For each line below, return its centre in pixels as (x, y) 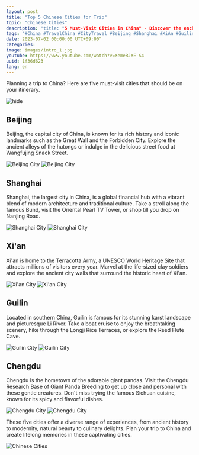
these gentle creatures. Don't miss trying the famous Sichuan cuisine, (91, 393)
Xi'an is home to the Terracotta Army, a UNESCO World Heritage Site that (95, 260)
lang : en (17, 67)
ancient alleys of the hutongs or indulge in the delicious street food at (91, 147)
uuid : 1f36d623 (25, 61)
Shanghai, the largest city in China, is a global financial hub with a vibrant (95, 197)
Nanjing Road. (23, 216)
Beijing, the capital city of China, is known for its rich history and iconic (93, 134)
